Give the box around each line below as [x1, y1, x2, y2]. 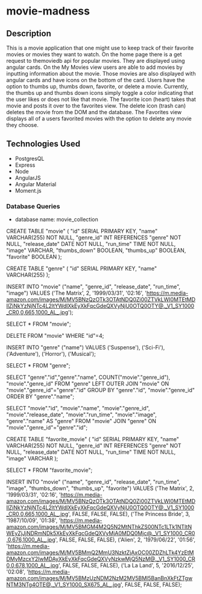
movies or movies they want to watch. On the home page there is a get [6, 51, 182, 58]
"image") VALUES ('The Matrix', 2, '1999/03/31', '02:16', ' [6, 289, 147, 297]
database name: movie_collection [14, 216, 98, 223]
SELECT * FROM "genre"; [6, 362, 71, 369]
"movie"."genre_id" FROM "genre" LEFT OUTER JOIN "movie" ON [6, 380, 169, 387]
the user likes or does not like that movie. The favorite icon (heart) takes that [6, 95, 196, 103]
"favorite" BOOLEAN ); [6, 253, 62, 260]
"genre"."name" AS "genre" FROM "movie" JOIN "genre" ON [6, 418, 157, 425]
